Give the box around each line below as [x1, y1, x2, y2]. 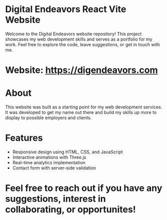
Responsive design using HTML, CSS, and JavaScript [12, 149, 123, 155]
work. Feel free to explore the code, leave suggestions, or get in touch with [5, 41, 160, 47]
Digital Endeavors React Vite [5, 4, 126, 15]
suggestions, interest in [5, 193, 106, 204]
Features [5, 132, 43, 144]
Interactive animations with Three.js [12, 154, 86, 160]
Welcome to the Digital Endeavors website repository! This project [5, 31, 142, 37]
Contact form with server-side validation [12, 165, 96, 171]
